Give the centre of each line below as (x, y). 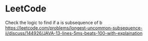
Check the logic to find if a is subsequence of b (54, 22)
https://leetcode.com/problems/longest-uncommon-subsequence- (74, 27)
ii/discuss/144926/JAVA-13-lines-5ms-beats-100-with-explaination (74, 33)
